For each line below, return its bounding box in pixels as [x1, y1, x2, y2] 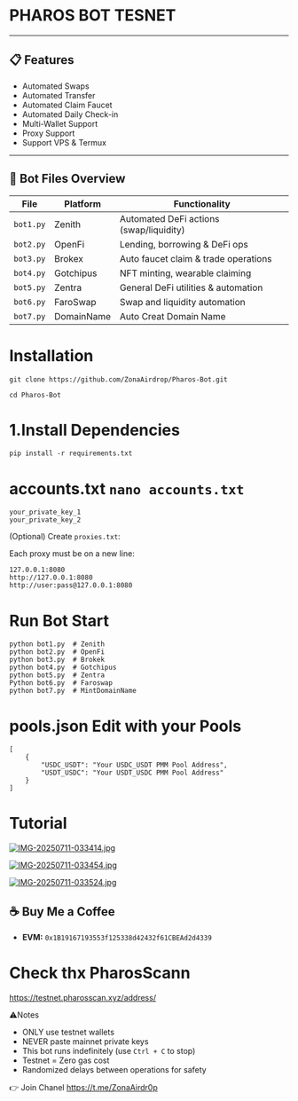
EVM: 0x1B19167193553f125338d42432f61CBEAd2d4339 [21, 932, 213, 942]
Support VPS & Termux [21, 137, 106, 147]
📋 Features [9, 52, 74, 67]
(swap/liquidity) [119, 224, 185, 236]
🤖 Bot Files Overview [9, 171, 126, 186]
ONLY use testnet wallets [21, 1026, 115, 1037]
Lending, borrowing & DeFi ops [119, 238, 248, 250]
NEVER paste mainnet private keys [21, 1035, 149, 1047]
